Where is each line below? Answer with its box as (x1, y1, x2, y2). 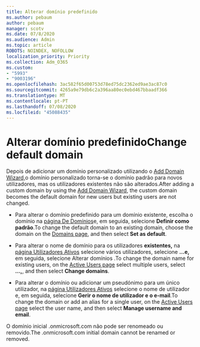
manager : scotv (6, 25, 44, 32)
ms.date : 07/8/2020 (6, 31, 55, 37)
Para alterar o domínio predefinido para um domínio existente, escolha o (14, 211, 193, 219)
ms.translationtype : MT (6, 92, 66, 98)
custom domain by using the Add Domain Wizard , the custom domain (6, 187, 178, 194)
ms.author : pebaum (6, 14, 52, 20)
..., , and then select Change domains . (14, 268, 110, 275)
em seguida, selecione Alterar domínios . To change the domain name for (14, 255, 195, 262)
